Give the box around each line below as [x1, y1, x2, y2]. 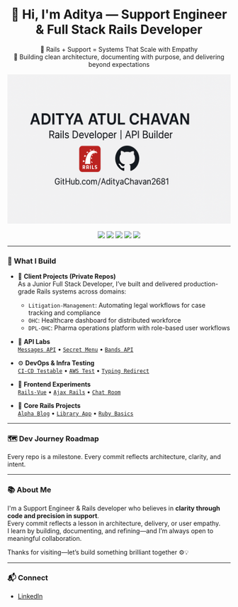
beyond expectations [88, 60, 150, 68]
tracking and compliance [28, 308, 101, 317]
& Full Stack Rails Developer [35, 21, 203, 38]
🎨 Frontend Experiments [17, 380, 91, 388]
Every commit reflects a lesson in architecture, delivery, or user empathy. [7, 519, 221, 527]
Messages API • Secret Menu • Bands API [17, 345, 134, 353]
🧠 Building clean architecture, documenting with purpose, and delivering [13, 53, 225, 61]
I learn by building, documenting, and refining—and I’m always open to [7, 526, 214, 535]
